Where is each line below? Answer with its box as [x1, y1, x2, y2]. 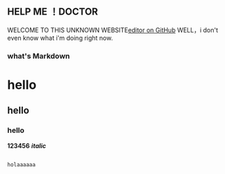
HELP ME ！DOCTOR [7, 6, 99, 18]
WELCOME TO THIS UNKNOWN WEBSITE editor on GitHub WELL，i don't [7, 26, 219, 34]
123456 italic [7, 141, 47, 150]
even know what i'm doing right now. [7, 34, 113, 42]
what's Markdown [7, 51, 71, 61]
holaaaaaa [7, 161, 36, 168]
